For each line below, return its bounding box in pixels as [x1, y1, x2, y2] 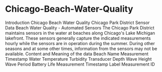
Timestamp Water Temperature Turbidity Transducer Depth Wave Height [5, 56, 152, 62]
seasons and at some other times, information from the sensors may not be [5, 46, 158, 51]
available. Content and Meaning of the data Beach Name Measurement [5, 50, 149, 57]
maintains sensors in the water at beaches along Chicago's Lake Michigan [5, 30, 156, 36]
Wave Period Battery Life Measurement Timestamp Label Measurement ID [5, 61, 155, 67]
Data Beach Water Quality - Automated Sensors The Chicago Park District [5, 24, 155, 30]
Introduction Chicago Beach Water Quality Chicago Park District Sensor [5, 20, 150, 25]
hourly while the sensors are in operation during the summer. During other [5, 40, 155, 46]
